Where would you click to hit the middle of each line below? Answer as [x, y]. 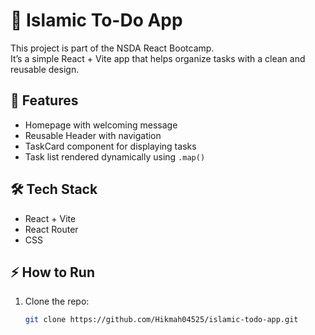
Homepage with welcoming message [101, 125]
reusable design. [45, 69]
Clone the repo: [57, 301]
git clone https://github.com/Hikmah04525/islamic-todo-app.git [161, 320]
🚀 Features [44, 100]
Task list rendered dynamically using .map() [115, 156]
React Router [51, 229]
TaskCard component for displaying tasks [110, 146]
